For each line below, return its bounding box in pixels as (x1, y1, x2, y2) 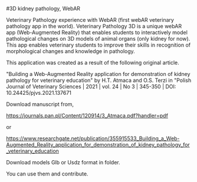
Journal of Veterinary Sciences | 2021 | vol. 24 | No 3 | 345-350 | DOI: (6, 83, 176, 90)
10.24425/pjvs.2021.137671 (6, 90, 72, 96)
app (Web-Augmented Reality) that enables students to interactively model (6, 29, 188, 36)
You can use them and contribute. (6, 170, 88, 177)
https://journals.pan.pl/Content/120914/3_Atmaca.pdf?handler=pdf (6, 112, 168, 119)
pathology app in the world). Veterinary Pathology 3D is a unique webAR (6, 23, 182, 29)
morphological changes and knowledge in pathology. (6, 48, 136, 55)
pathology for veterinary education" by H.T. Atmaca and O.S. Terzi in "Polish (6, 77, 192, 84)
